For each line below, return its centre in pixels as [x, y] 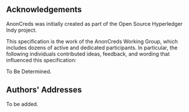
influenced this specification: [41, 60]
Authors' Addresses [44, 90]
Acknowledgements [44, 10]
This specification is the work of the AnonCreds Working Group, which [92, 41]
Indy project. [22, 30]
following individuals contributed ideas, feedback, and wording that [88, 54]
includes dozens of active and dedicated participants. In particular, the [92, 47]
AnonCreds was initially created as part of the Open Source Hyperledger [94, 23]
